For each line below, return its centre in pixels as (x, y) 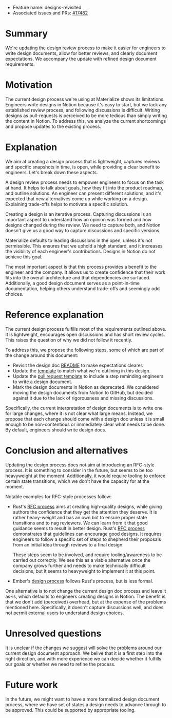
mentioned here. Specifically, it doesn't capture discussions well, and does (84, 607)
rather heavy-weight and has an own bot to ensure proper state (80, 517)
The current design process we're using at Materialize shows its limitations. (85, 99)
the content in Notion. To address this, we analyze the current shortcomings (86, 121)
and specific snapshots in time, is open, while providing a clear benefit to (83, 167)
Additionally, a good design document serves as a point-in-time (73, 283)
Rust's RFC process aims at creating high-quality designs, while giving (87, 506)
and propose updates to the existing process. (53, 126)
